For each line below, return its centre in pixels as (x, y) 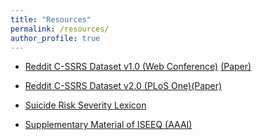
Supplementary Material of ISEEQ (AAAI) (108, 125)
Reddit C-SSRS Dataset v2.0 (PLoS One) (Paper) (123, 86)
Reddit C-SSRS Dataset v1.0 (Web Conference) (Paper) (138, 67)
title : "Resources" (51, 19)
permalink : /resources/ (60, 29)
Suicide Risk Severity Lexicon (85, 105)
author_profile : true (55, 38)
